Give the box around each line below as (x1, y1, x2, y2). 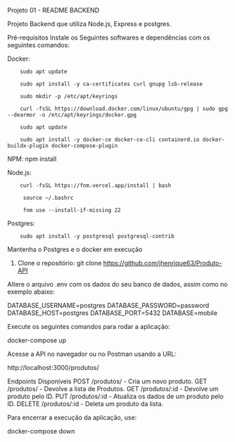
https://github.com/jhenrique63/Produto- (103, 259, 222, 267)
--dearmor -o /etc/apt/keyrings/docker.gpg (7, 112, 137, 119)
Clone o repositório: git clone (17, 259, 102, 267)
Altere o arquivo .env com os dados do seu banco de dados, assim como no (7, 280, 228, 288)
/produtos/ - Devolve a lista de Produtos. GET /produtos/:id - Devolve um (7, 385, 220, 393)
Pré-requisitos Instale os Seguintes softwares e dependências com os (7, 33, 210, 42)
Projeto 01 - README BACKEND (7, 6, 100, 14)
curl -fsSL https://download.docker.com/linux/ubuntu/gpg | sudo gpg (20, 105, 229, 112)
